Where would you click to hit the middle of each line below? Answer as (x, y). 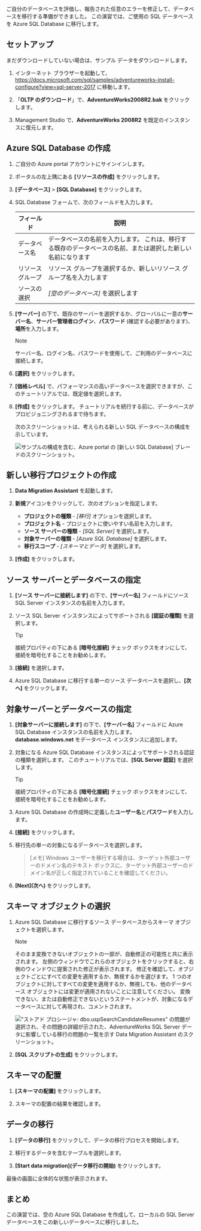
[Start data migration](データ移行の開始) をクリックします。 (89, 1166)
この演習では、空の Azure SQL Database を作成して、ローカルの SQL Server (100, 1215)
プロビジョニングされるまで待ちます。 (62, 414)
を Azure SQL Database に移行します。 (54, 24)
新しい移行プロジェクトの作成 (61, 476)
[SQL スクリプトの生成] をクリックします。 (68, 1054)
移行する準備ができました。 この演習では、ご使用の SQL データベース (108, 16)
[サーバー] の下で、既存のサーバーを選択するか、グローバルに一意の (99, 314)
